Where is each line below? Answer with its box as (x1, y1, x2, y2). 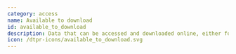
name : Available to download (7, 17, 93, 24)
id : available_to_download (7, 23, 86, 30)
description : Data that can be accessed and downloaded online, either (7, 29, 221, 37)
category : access (7, 10, 58, 18)
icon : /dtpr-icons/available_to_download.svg (7, 36, 143, 43)
